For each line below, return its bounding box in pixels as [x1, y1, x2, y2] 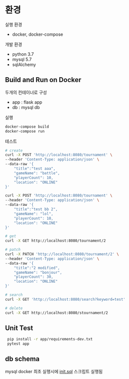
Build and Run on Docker [5, 76, 82, 84]
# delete [5, 306, 23, 311]
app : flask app [12, 99, 43, 105]
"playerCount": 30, [14, 274, 54, 279]
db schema [5, 355, 40, 363]
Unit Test [5, 324, 33, 332]
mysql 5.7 [12, 56, 32, 62]
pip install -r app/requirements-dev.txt [7, 337, 93, 342]
